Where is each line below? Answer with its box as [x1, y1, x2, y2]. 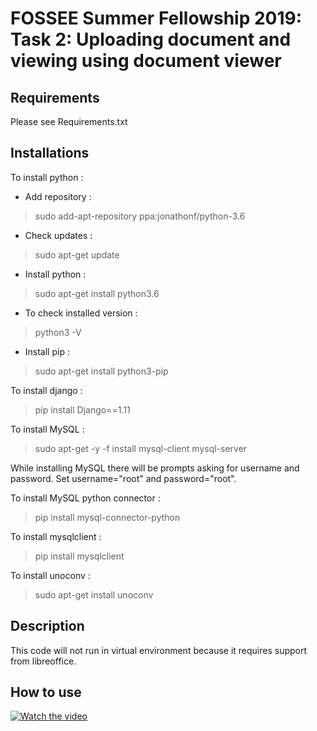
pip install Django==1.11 [34, 403, 131, 416]
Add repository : [24, 190, 92, 202]
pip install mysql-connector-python [34, 511, 181, 523]
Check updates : [24, 229, 93, 241]
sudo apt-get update [34, 248, 120, 261]
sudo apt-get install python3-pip [34, 365, 169, 377]
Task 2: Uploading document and [10, 28, 292, 51]
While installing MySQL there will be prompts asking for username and [10, 462, 300, 474]
